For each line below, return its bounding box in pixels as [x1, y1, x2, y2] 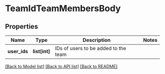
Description [82, 37, 111, 43]
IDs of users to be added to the [55, 45, 127, 52]
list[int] [32, 48, 51, 55]
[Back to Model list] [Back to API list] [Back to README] [5, 64, 118, 69]
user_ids [7, 48, 28, 55]
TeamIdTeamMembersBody [5, 3, 121, 14]
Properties [5, 22, 38, 31]
